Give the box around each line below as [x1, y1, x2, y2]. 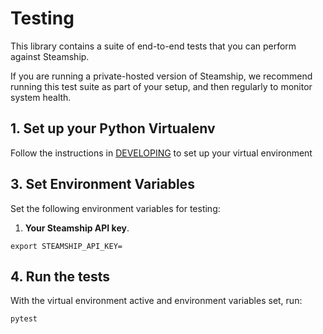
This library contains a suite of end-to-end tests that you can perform [10, 40, 297, 52]
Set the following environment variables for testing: [10, 202, 221, 214]
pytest [10, 314, 38, 324]
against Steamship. [10, 50, 90, 62]
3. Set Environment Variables [10, 176, 195, 193]
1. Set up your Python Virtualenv [10, 120, 216, 137]
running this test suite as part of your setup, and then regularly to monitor [10, 80, 313, 92]
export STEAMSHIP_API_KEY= [10, 241, 123, 251]
